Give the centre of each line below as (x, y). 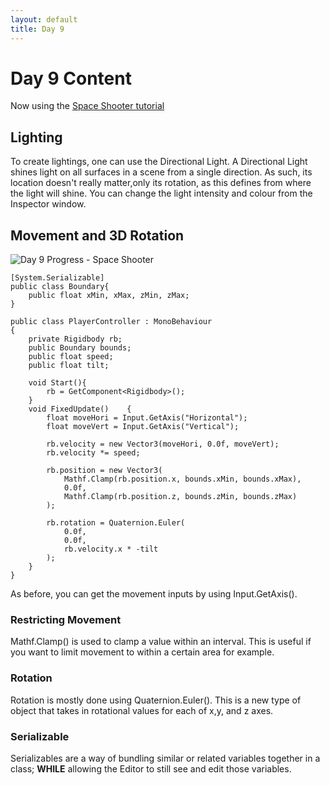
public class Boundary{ (60, 287)
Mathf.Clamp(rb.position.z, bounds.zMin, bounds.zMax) (180, 497)
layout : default (44, 19)
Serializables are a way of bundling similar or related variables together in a (165, 758)
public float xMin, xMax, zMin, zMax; (109, 296)
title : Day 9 (37, 29)
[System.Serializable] (57, 278)
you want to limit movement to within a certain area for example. (142, 652)
